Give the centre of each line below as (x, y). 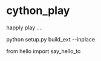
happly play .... (25, 27)
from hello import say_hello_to (44, 51)
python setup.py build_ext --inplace (51, 39)
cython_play (38, 11)
